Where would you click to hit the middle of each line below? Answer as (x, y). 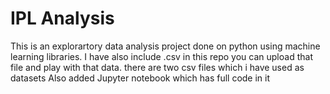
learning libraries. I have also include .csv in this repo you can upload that (161, 56)
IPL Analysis (62, 18)
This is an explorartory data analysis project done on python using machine (165, 46)
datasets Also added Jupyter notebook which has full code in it (140, 78)
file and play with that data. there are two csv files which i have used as (157, 67)
